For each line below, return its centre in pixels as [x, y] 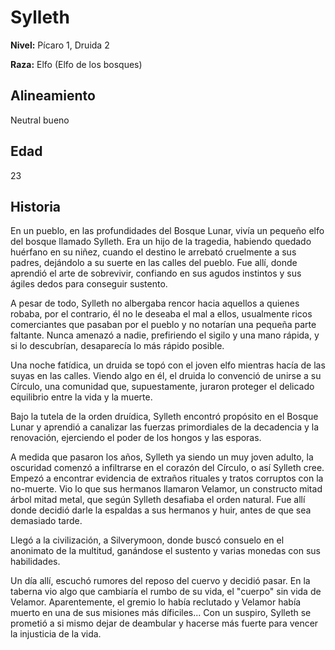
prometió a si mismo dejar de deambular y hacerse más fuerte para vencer [164, 623]
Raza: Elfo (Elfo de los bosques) [76, 64]
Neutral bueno [40, 120]
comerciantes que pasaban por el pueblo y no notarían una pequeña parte [163, 325]
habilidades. [35, 562]
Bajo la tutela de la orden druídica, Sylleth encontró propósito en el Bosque [164, 417]
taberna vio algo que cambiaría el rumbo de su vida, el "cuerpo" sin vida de [166, 592]
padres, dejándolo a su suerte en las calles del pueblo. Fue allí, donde [154, 263]
